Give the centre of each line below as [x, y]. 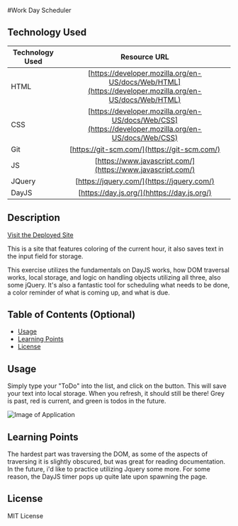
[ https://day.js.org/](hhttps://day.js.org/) [144, 193]
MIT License [25, 515]
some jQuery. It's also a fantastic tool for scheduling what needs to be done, [119, 285]
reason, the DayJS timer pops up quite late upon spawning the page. [107, 476]
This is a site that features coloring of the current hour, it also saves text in [116, 248]
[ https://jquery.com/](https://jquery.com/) [145, 181]
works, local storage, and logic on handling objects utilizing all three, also [114, 277]
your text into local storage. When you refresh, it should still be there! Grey [116, 394]
